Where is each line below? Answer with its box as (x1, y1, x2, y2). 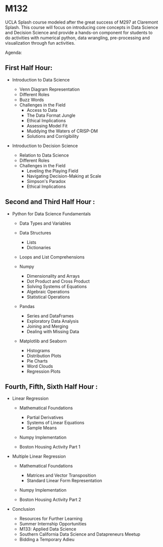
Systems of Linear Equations (26, 420, 84, 426)
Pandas (19, 303, 35, 309)
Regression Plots (26, 368, 61, 374)
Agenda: (5, 50, 22, 55)
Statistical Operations (26, 294, 70, 300)
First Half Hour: (5, 64, 53, 72)
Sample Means (26, 425, 57, 431)
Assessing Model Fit (26, 123, 68, 129)
